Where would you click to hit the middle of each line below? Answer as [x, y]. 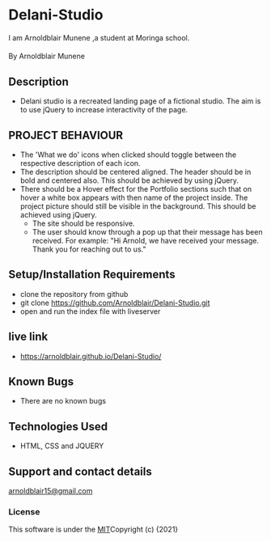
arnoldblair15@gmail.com [51, 491]
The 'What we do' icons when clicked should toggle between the [128, 155]
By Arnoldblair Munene [47, 56]
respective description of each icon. [80, 163]
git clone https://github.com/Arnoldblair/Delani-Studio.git [115, 303]
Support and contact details [80, 471]
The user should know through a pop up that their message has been [147, 232]
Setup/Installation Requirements [92, 275]
